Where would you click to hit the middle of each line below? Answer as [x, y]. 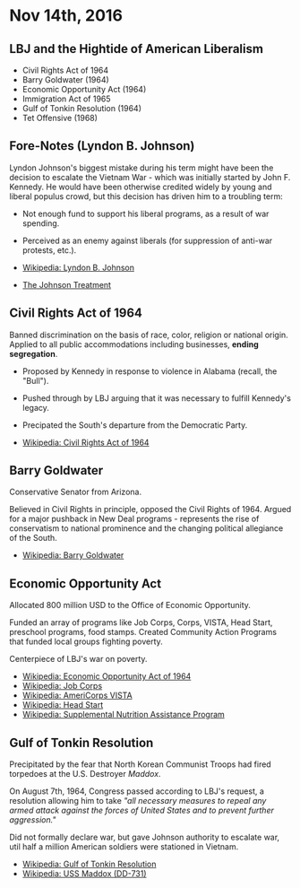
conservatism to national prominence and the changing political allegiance [146, 528]
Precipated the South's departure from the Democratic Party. [135, 425]
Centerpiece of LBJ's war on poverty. [78, 659]
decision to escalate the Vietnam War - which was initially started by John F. [150, 177]
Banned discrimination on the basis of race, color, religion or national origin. [149, 335]
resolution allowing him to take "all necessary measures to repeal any [138, 801]
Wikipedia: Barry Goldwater [73, 555]
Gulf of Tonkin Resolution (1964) [81, 108]
